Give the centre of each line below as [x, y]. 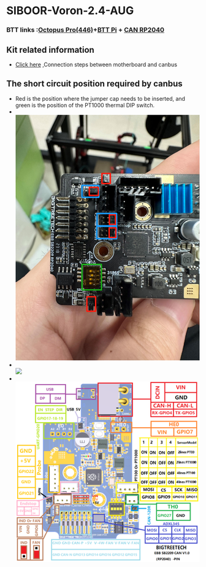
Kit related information [51, 50]
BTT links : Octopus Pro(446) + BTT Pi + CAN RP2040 [85, 30]
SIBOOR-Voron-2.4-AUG [70, 11]
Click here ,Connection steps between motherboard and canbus [96, 64]
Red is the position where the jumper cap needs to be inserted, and [100, 98]
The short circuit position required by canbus [94, 84]
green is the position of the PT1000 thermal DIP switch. [85, 105]
